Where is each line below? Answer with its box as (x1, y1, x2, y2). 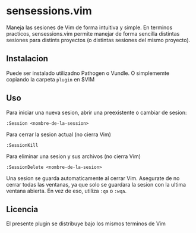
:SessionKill (6, 142, 39, 148)
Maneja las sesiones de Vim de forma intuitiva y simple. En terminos (6, 24, 173, 31)
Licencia (6, 204, 39, 215)
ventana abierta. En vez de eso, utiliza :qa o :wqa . (6, 187, 127, 194)
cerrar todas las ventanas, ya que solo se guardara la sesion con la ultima (6, 181, 186, 188)
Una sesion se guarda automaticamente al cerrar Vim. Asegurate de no (6, 174, 180, 182)
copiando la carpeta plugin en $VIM (6, 75, 95, 83)
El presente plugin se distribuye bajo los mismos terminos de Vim (6, 220, 166, 227)
